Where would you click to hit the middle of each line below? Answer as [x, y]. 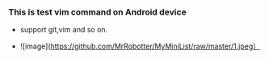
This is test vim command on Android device [98, 12]
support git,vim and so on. [64, 30]
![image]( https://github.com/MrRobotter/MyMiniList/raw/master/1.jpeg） [140, 46]
